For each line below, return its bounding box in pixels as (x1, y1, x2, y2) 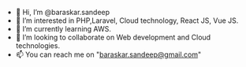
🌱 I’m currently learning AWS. (15, 24, 112, 33)
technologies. (15, 41, 61, 50)
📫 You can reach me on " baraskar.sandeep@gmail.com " (15, 50, 202, 59)
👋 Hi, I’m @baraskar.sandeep (15, 8, 110, 17)
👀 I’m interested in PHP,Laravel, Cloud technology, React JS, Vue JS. (15, 16, 239, 25)
